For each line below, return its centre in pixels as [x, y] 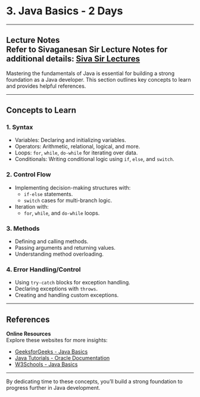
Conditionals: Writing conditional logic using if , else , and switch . [94, 159]
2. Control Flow [29, 175]
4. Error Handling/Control [43, 269]
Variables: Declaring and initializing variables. [70, 140]
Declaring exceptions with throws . [56, 289]
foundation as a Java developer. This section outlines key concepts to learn [99, 79]
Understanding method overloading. [59, 254]
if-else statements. [48, 194]
